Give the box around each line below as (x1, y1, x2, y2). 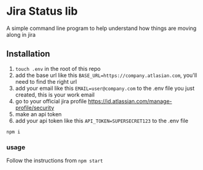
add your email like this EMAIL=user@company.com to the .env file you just (15, 84, 195, 92)
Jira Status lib (6, 4, 78, 18)
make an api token (15, 110, 62, 117)
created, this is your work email (15, 91, 95, 98)
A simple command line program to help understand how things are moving (6, 24, 197, 32)
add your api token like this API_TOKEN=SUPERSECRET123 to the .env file (15, 117, 189, 124)
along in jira (6, 31, 36, 38)
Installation (6, 49, 50, 59)
